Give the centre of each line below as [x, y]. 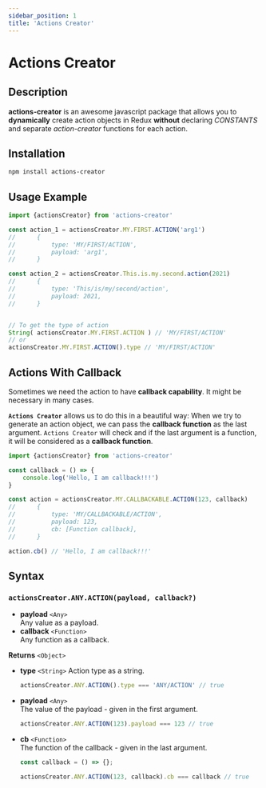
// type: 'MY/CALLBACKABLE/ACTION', [85, 514]
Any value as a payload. [59, 623]
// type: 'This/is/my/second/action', [89, 289]
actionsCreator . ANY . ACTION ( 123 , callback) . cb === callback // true [135, 777]
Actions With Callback [65, 372]
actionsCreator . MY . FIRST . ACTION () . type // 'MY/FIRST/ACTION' [112, 348]
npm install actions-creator [57, 172]
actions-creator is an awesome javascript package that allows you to [123, 111]
